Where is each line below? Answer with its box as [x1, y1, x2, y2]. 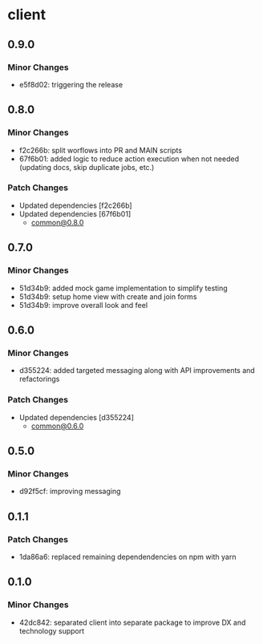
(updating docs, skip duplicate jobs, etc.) [18, 162, 155, 172]
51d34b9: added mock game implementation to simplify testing [18, 283, 228, 293]
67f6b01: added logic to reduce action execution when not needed [18, 154, 240, 164]
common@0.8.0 [30, 217, 84, 227]
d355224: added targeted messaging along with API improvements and [18, 366, 256, 375]
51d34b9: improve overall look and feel [18, 300, 148, 310]
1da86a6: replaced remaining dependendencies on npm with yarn [18, 552, 237, 561]
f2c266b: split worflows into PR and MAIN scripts [18, 145, 182, 155]
